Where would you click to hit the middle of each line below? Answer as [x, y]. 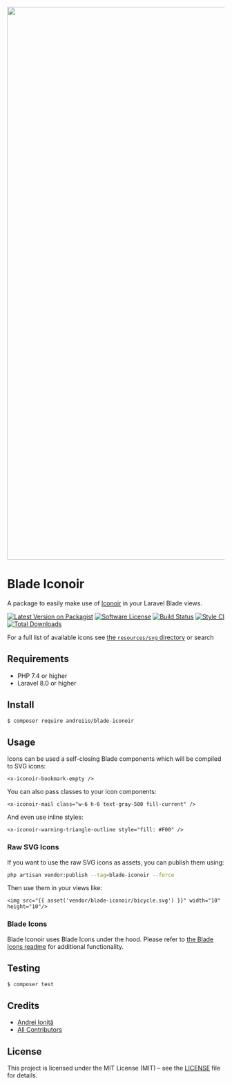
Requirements [38, 659]
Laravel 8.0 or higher [47, 683]
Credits [23, 1006]
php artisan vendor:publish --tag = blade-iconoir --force [91, 875]
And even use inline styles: [46, 817]
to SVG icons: [27, 766]
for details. [22, 1075]
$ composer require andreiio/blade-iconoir [71, 721]
